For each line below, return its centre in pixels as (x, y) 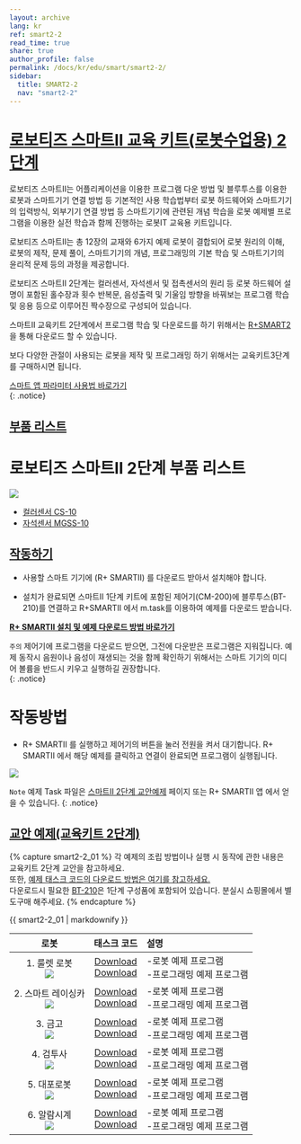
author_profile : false (52, 59)
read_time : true (40, 43)
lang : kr (26, 26)
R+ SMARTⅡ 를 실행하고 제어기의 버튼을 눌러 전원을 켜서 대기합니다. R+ (148, 744)
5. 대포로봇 (49, 1085)
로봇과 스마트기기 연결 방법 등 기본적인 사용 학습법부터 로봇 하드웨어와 (132, 200)
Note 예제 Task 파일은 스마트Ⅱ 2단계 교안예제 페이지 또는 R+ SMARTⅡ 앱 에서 (145, 791)
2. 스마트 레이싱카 (49, 994)
